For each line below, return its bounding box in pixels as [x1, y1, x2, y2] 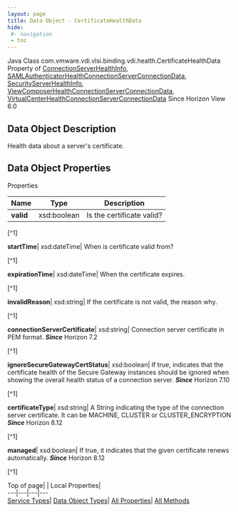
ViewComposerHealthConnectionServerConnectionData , [7, 87, 175, 96]
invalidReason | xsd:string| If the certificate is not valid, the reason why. [7, 297, 217, 306]
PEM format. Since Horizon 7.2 [7, 332, 98, 341]
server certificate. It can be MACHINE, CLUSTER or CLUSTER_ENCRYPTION [7, 411, 232, 419]
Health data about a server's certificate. [7, 141, 125, 150]
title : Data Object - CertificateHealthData [7, 17, 142, 24]
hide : [7, 24, 24, 31]
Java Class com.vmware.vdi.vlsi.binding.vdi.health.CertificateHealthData [7, 56, 221, 65]
